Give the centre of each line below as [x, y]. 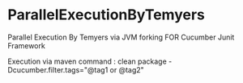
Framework [26, 45]
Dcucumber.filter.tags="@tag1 [58, 69]
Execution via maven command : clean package [87, 61]
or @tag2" [127, 69]
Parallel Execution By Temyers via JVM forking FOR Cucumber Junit [121, 37]
